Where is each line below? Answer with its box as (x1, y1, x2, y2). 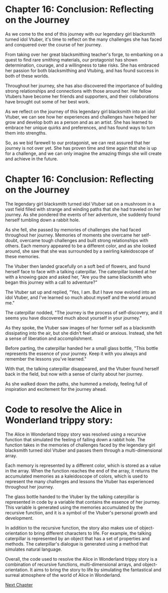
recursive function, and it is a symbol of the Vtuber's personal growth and (5, 509, 157, 515)
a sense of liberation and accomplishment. (5, 335, 93, 341)
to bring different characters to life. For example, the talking (28, 530, 151, 536)
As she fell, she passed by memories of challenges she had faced (5, 226, 141, 232)
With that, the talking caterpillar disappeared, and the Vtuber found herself (5, 366, 159, 372)
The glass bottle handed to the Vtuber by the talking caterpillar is (5, 493, 139, 500)
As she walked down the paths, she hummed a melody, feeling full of (5, 381, 148, 387)
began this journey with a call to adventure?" (5, 279, 98, 285)
